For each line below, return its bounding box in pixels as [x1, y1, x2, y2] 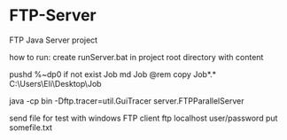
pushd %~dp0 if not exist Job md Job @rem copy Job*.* [9, 68, 217, 80]
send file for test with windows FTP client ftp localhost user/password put [9, 113, 278, 123]
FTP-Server [9, 5, 97, 26]
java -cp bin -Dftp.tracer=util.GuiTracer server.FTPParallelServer [9, 95, 244, 106]
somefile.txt [9, 121, 53, 133]
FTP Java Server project [9, 35, 98, 45]
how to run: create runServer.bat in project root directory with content [9, 51, 264, 62]
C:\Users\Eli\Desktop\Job [9, 78, 102, 89]
